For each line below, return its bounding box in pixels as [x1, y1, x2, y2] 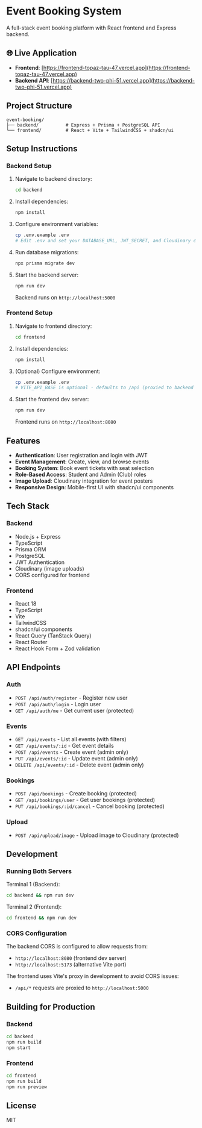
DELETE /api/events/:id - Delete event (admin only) [14, 761, 144, 768]
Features [6, 436, 40, 446]
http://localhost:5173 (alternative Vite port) [14, 961, 127, 968]
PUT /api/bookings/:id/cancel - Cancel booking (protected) [14, 803, 165, 810]
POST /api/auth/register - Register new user [14, 694, 128, 701]
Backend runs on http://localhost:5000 [14, 293, 116, 301]
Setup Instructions [6, 143, 78, 154]
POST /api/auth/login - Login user [14, 700, 101, 707]
